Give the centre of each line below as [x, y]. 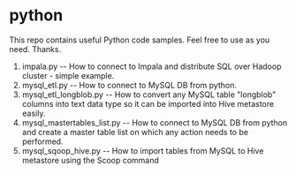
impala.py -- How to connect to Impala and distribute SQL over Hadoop [152, 66]
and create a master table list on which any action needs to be [135, 132]
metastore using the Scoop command [90, 160]
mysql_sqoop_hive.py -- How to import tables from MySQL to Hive [143, 150]
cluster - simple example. [68, 75]
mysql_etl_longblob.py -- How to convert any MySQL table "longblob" [149, 95]
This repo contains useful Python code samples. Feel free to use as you [140, 40]
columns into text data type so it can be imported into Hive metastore [148, 103]
